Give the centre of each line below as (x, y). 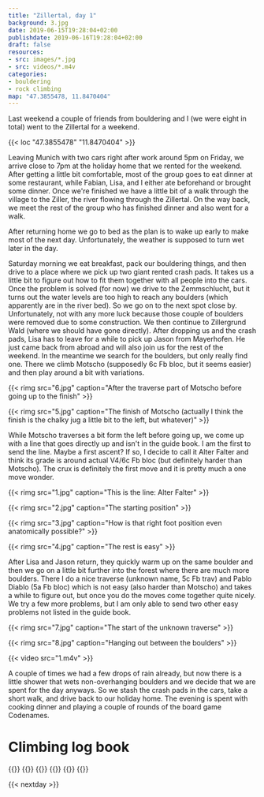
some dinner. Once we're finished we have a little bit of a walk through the (129, 191)
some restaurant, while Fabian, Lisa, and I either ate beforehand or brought (130, 183)
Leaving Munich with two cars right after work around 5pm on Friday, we (126, 158)
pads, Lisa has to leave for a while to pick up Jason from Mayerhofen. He (127, 339)
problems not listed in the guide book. (70, 612)
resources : (26, 52)
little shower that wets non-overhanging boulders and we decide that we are (132, 682)
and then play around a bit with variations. (76, 372)
